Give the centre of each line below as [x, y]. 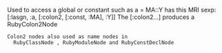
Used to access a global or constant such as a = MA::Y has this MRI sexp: [112, 10]
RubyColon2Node [32, 24]
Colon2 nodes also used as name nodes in [68, 37]
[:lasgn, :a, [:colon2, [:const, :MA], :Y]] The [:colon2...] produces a [101, 17]
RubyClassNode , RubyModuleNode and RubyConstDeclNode [94, 43]
